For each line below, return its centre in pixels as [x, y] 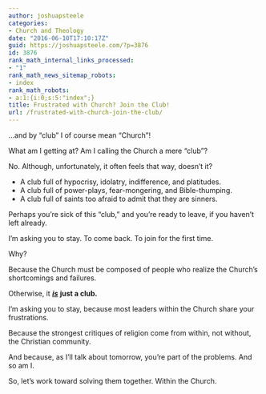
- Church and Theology [46, 30]
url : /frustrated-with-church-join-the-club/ [85, 113]
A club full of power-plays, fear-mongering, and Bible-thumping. [126, 190]
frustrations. [28, 318]
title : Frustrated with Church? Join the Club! [89, 105]
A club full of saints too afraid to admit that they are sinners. [119, 199]
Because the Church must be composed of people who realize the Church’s [133, 269]
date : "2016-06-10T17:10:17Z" [59, 38]
